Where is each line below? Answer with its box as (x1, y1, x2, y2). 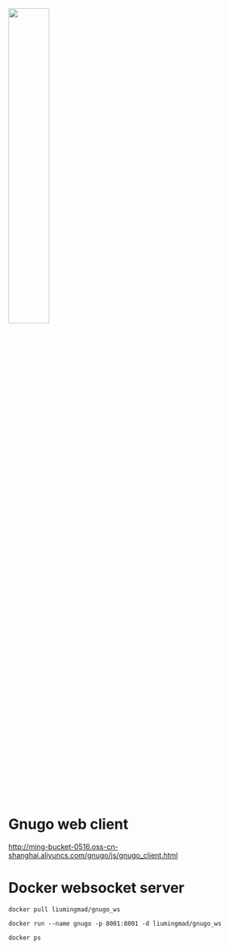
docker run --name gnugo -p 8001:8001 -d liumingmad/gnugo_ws (8, 919, 222, 927)
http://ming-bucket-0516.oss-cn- (8, 842, 119, 851)
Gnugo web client (8, 815, 129, 834)
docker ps (8, 933, 42, 942)
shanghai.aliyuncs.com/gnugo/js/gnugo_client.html (8, 850, 178, 860)
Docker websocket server (8, 879, 185, 897)
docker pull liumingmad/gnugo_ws (8, 905, 121, 914)
